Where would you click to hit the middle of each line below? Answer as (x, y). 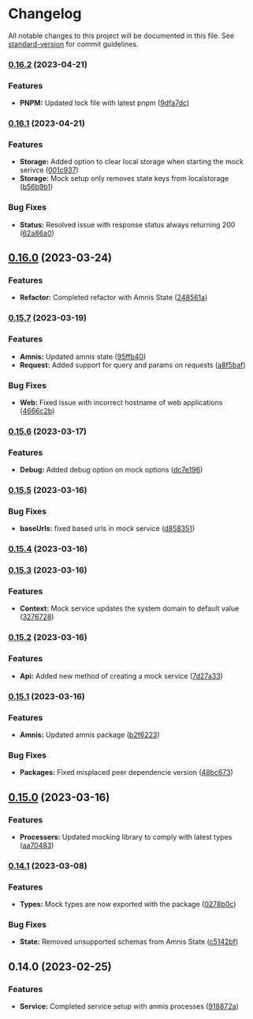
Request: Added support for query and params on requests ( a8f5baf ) (132, 365)
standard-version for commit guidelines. (73, 43)
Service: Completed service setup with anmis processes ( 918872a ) (129, 1006)
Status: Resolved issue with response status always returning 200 (127, 224)
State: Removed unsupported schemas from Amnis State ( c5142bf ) (129, 942)
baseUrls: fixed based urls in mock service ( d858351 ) (107, 528)
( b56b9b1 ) (36, 187)
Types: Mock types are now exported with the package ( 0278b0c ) (128, 904)
